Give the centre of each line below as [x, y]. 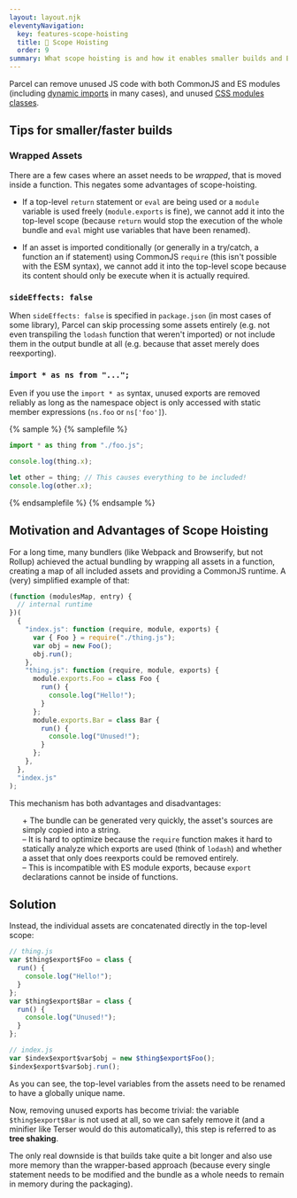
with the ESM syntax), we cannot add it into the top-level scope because [154, 266]
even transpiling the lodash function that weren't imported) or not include [142, 334]
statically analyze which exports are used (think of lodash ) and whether [152, 849]
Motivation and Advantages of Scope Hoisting [139, 531]
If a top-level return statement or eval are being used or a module [141, 201]
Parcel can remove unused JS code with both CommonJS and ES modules [145, 84]
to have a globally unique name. [67, 1092]
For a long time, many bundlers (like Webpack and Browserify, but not [136, 552]
